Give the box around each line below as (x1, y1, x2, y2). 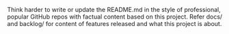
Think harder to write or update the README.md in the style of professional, (7, 6, 221, 13)
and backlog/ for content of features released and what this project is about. (7, 20, 222, 27)
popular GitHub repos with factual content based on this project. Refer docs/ (7, 13, 223, 21)
